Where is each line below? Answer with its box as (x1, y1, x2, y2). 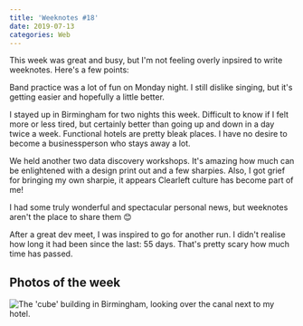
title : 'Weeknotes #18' (9, 13, 99, 23)
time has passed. (9, 248, 73, 259)
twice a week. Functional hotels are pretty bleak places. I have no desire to (9, 129, 288, 139)
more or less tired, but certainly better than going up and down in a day (9, 119, 275, 129)
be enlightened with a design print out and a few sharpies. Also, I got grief (9, 165, 286, 177)
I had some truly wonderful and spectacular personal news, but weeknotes (9, 202, 289, 213)
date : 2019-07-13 (9, 22, 75, 31)
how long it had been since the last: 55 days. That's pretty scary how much (9, 239, 289, 250)
